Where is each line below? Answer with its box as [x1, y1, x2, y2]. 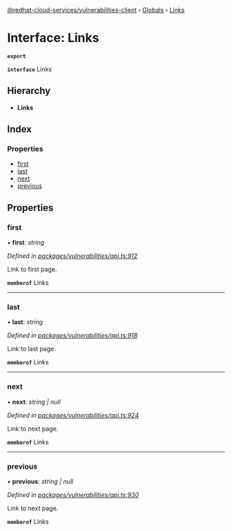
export [7, 53, 26, 59]
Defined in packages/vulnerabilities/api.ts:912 [7, 252, 138, 260]
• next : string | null [7, 398, 61, 406]
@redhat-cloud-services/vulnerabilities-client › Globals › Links [7, 6, 185, 14]
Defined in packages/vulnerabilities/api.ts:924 [7, 411, 139, 419]
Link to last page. [7, 345, 57, 353]
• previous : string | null [7, 477, 74, 486]
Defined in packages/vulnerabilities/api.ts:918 [7, 331, 138, 339]
